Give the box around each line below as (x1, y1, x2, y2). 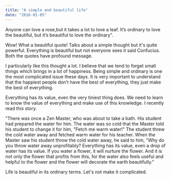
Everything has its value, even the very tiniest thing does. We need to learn (5, 94, 163, 101)
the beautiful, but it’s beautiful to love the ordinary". (5, 32, 114, 38)
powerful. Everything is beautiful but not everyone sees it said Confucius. (5, 47, 160, 53)
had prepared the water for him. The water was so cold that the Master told (5, 121, 164, 127)
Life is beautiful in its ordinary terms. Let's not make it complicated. (5, 169, 147, 175)
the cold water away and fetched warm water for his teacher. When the (5, 131, 156, 137)
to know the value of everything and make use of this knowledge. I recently (5, 99, 164, 106)
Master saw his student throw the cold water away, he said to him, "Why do (5, 137, 165, 143)
